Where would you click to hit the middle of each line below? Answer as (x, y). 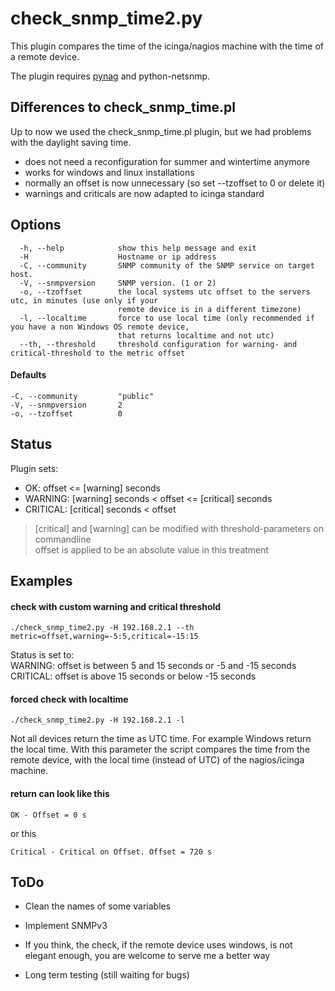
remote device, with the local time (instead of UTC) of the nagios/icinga (157, 760)
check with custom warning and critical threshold (116, 606)
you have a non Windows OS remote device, (100, 327)
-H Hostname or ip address (118, 257)
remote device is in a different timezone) (209, 309)
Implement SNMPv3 (66, 926)
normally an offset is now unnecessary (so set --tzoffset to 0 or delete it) (175, 183)
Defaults (28, 375)
